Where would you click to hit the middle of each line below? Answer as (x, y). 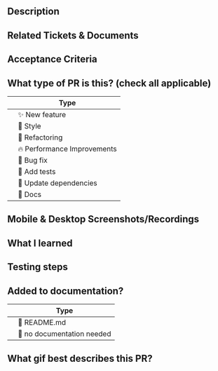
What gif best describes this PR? (80, 359)
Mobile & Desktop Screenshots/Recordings (103, 219)
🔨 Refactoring (40, 137)
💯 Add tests (37, 171)
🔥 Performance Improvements (67, 149)
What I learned (40, 243)
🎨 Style (29, 126)
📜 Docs (30, 194)
